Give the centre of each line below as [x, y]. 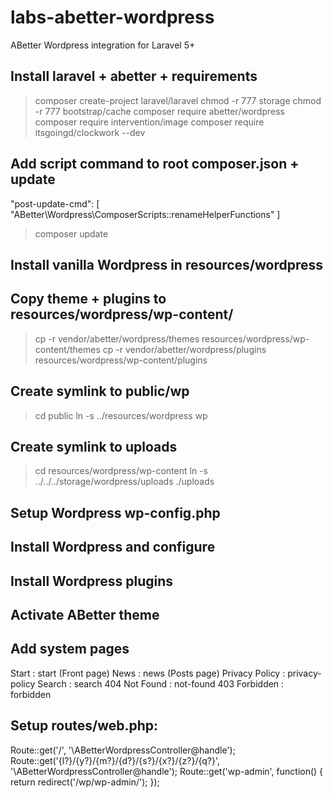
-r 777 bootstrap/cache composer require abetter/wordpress [159, 111]
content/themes [67, 349]
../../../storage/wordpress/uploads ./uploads [124, 482]
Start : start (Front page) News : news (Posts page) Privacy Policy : [148, 673]
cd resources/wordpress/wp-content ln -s [121, 471]
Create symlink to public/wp [100, 391]
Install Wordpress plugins [92, 581]
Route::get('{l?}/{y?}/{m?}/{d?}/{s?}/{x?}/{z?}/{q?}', [115, 760]
